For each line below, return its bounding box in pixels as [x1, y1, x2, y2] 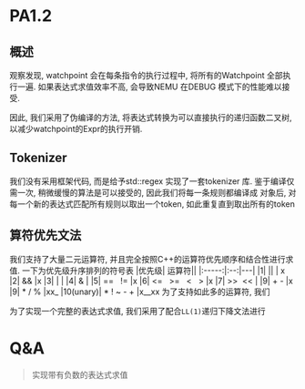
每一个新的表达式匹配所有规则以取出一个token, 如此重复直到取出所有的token [9, 198, 296, 210]
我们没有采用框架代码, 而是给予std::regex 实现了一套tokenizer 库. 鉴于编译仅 [9, 175, 295, 187]
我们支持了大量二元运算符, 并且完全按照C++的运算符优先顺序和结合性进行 [9, 253, 286, 264]
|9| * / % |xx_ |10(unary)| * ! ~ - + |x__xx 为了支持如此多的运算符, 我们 [9, 286, 270, 297]
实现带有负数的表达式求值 [31, 369, 128, 380]
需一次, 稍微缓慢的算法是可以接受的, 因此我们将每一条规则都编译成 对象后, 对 [9, 187, 297, 198]
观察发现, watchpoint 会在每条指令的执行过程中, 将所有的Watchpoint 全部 [9, 70, 283, 80]
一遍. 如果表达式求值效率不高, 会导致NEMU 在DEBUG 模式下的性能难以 [16, 81, 282, 92]
